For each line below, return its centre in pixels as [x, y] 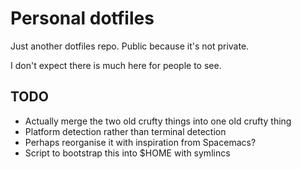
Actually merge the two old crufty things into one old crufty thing [158, 121]
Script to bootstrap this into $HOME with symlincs [127, 153]
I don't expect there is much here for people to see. [116, 65]
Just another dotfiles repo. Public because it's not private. [130, 46]
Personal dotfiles [82, 18]
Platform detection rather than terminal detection [125, 131]
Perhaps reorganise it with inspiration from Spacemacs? [140, 142]
